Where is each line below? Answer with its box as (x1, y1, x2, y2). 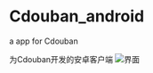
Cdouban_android (9, 6, 145, 27)
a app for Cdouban (9, 36, 78, 46)
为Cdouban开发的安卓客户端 (9, 53, 114, 64)
